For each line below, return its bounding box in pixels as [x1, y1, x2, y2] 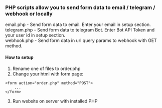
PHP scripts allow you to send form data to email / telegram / [5, 4, 155, 11]
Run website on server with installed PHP [12, 98, 98, 104]
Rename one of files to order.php [12, 65, 81, 71]
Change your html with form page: [12, 70, 84, 76]
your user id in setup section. [5, 32, 66, 38]
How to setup [5, 54, 34, 60]
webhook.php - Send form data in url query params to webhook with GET [5, 37, 157, 43]
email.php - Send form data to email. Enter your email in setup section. [5, 21, 151, 27]
